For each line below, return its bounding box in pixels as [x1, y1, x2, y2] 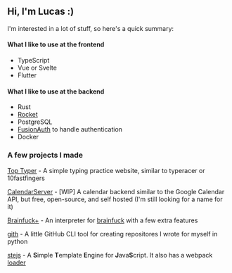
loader [7, 258, 26, 267]
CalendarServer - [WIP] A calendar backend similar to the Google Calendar [7, 187, 225, 196]
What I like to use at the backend [7, 87, 105, 96]
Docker [17, 133, 39, 141]
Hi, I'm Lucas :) [7, 6, 75, 18]
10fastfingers [7, 174, 46, 182]
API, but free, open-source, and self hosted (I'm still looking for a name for [7, 195, 223, 203]
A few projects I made [7, 151, 83, 160]
